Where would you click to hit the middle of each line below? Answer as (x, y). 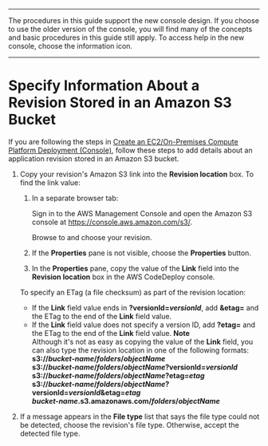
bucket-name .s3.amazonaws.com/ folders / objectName (126, 401)
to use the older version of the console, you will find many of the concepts (130, 29)
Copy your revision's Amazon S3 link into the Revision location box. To (136, 174)
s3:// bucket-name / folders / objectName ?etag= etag (118, 375)
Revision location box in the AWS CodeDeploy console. (123, 277)
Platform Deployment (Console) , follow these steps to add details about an (130, 150)
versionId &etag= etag (104, 393)
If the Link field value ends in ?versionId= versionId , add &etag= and (145, 307)
